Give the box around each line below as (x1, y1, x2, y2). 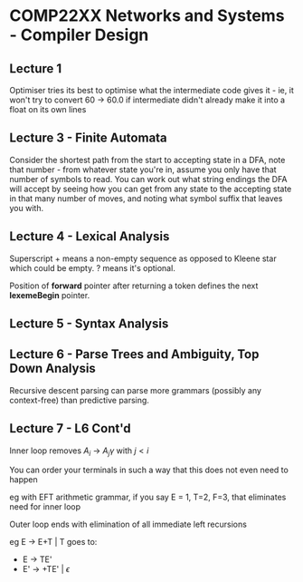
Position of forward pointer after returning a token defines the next (9, 280, 259, 291)
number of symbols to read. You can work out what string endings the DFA (9, 173, 288, 184)
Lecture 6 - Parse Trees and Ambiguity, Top (9, 346, 260, 363)
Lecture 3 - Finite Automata (9, 131, 167, 146)
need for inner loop (9, 501, 81, 512)
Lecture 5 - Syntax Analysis (9, 316, 169, 332)
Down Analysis (9, 361, 97, 376)
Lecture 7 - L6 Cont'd (9, 421, 131, 436)
